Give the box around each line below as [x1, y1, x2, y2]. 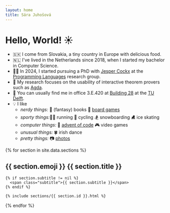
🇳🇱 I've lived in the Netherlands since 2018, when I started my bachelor [12, 57, 165, 63]
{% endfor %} [5, 203, 35, 209]
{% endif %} [5, 185, 31, 190]
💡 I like [12, 101, 27, 107]
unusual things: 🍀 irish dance [20, 129, 83, 136]
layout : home [5, 7, 33, 13]
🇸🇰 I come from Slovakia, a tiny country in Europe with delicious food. [12, 51, 162, 57]
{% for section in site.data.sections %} [5, 147, 87, 154]
